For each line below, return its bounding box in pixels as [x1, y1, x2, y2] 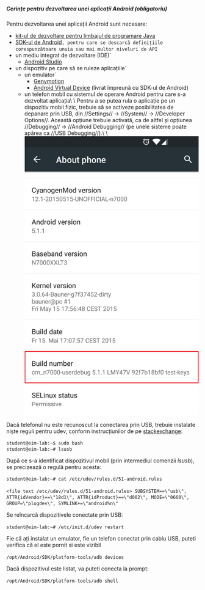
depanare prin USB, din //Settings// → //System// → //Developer [24, 110, 185, 117]
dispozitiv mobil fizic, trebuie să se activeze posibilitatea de [24, 103, 174, 111]
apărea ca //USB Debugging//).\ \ [24, 129, 108, 137]
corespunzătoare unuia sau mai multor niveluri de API [15, 46, 158, 52]
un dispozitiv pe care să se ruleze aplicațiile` [15, 64, 127, 71]
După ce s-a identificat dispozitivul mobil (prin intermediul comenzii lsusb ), [6, 457, 195, 464]
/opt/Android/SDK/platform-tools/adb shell [6, 578, 119, 585]
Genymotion [33, 77, 65, 85]
